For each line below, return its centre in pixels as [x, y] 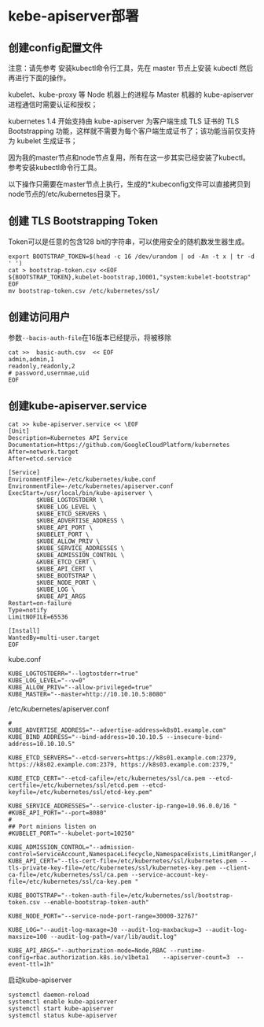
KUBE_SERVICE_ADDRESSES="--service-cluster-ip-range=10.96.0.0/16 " [123, 806]
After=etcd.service [40, 459]
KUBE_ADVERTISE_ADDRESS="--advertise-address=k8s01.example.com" [117, 730]
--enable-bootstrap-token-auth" [96, 903]
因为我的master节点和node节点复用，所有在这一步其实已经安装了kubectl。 [129, 157]
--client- [235, 868]
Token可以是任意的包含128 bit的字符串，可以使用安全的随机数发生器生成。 [128, 242]
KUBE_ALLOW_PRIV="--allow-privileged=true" [81, 688]
